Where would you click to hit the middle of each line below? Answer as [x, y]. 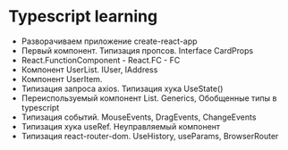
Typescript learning [83, 17]
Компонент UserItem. [62, 79]
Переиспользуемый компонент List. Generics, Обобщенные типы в [149, 98]
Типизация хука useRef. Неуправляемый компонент [121, 126]
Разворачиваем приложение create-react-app [109, 41]
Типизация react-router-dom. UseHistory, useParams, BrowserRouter [150, 136]
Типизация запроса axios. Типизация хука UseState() [122, 88]
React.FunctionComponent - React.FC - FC [101, 60]
